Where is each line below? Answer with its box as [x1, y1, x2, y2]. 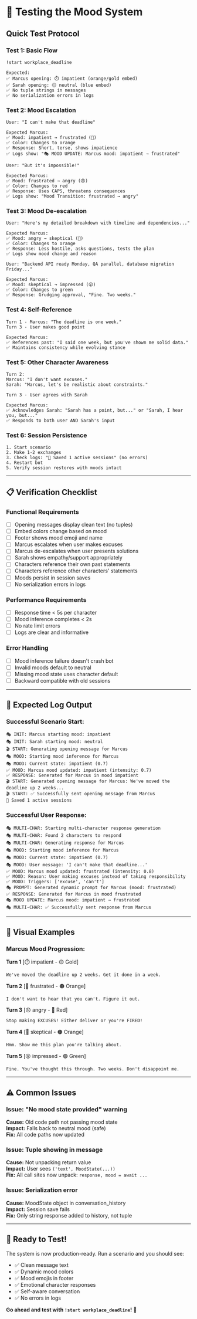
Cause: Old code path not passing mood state [6, 1118, 118, 1125]
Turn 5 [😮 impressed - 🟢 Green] [6, 1053, 86, 1060]
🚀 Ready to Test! [6, 1235, 67, 1245]
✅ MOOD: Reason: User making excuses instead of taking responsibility [6, 873, 186, 879]
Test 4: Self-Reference [6, 306, 72, 314]
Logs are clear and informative [14, 629, 89, 636]
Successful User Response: [6, 811, 87, 819]
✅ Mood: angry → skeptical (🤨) [6, 236, 84, 242]
